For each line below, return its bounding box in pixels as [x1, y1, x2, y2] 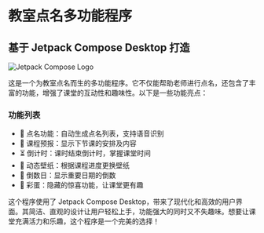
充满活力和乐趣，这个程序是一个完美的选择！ [14, 217, 159, 226]
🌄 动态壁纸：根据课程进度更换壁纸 [19, 161, 130, 170]
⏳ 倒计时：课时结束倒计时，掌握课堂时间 [19, 148, 151, 158]
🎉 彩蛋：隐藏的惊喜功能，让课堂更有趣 [19, 180, 144, 190]
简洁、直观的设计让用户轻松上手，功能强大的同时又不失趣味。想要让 [28, 207, 249, 217]
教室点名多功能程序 [8, 7, 133, 25]
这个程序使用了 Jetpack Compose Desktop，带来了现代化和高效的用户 [8, 197, 236, 206]
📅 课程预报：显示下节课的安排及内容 [19, 139, 137, 148]
